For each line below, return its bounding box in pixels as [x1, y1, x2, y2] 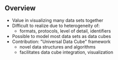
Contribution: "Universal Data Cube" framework [12, 38, 111, 44]
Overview [5, 4, 36, 12]
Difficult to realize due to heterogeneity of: [12, 22, 100, 28]
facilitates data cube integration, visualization [19, 49, 113, 55]
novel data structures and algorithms [19, 43, 96, 49]
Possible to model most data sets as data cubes [12, 33, 111, 39]
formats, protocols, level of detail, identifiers [19, 27, 111, 34]
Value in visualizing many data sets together [12, 17, 103, 23]
